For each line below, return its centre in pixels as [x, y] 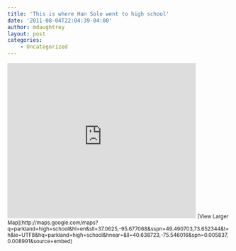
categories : [25, 40]
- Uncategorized [44, 47]
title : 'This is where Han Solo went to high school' [89, 14]
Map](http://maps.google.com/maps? [53, 223]
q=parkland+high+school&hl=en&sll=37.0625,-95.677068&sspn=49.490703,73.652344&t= [118, 229]
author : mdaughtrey [36, 27]
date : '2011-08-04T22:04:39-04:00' [60, 21]
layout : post [27, 34]
